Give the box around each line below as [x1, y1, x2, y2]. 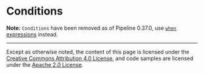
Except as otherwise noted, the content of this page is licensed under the [6, 48, 190, 55]
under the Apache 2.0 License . [6, 61, 84, 68]
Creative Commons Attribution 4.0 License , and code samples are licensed [6, 55, 194, 62]
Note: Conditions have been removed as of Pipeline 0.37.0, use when [6, 24, 177, 32]
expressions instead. [6, 30, 58, 38]
